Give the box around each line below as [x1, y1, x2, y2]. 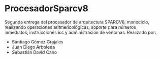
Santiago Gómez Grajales [11, 39, 64, 44]
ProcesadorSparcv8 [4, 3, 89, 14]
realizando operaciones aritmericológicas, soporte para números [4, 24, 136, 30]
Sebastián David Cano [11, 49, 57, 55]
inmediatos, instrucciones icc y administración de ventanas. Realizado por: [4, 29, 157, 35]
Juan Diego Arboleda [11, 44, 55, 50]
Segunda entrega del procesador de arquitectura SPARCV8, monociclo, [4, 19, 150, 25]
